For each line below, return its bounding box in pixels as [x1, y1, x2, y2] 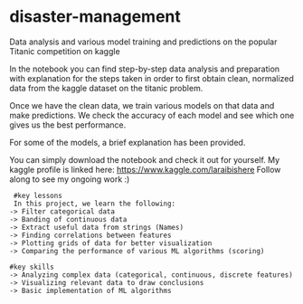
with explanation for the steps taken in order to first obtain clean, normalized [9, 72, 294, 83]
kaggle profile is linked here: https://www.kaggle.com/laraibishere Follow [9, 164, 281, 175]
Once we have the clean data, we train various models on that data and [9, 100, 275, 110]
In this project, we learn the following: [13, 199, 176, 208]
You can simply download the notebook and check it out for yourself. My [9, 154, 280, 165]
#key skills [9, 262, 54, 271]
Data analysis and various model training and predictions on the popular [9, 36, 278, 47]
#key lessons [13, 191, 63, 200]
